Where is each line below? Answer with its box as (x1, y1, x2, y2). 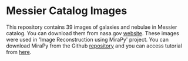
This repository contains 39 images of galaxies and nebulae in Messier (6, 23, 177, 30)
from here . (6, 48, 32, 55)
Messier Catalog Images (6, 4, 127, 18)
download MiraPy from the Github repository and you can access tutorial (6, 42, 182, 49)
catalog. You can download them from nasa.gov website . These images (6, 29, 179, 36)
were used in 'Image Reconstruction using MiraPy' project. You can (6, 36, 169, 43)
